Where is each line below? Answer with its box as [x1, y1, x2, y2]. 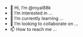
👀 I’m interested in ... [10, 10, 53, 16]
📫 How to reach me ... [10, 26, 57, 32]
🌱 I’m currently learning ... [10, 15, 64, 21]
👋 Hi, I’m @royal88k [10, 5, 51, 10]
